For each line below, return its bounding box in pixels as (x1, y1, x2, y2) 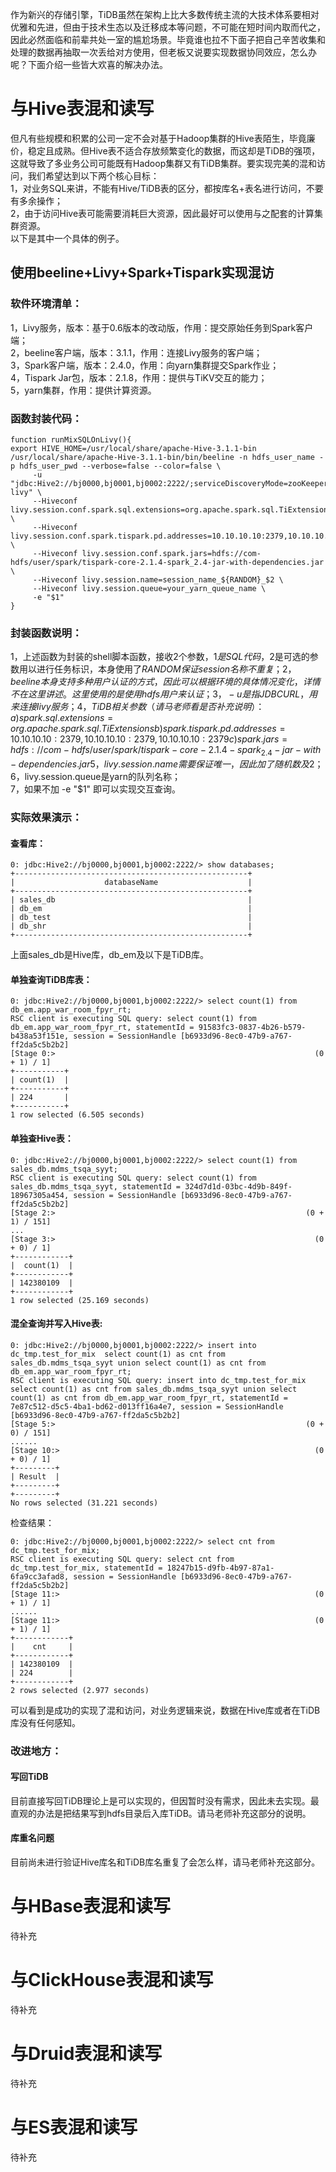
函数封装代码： (10, 411, 83, 425)
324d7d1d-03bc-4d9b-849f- (184, 1181, 293, 1192)
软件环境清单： (10, 297, 83, 311)
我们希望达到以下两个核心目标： (27, 169, 160, 182)
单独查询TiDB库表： (10, 973, 93, 985)
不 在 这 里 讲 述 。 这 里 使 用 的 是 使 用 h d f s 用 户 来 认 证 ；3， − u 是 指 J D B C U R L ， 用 (10, 688, 318, 700)
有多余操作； (10, 194, 63, 207)
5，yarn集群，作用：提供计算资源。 (10, 384, 157, 396)
